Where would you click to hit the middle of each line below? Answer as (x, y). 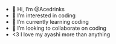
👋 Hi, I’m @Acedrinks (38, 9)
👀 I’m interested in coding (44, 15)
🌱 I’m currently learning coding (50, 22)
